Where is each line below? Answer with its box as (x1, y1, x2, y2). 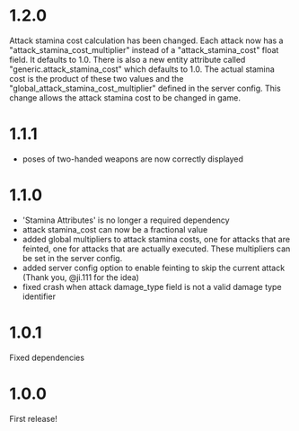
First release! (9, 413, 58, 424)
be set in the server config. (22, 252, 123, 263)
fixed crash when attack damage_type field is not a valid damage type (22, 281, 282, 292)
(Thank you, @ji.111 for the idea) (22, 271, 139, 283)
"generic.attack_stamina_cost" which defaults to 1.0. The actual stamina (9, 64, 276, 75)
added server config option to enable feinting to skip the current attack (22, 262, 286, 273)
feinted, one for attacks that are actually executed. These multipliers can (22, 243, 291, 254)
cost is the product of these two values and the (9, 73, 184, 84)
